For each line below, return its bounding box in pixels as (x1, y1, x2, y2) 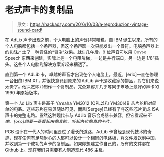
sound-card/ (17, 27, 42, 33)
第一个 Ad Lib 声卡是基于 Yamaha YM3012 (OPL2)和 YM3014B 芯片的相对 (5, 100, 152, 106)
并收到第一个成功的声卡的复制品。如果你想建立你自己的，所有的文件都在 (5, 140, 150, 146)
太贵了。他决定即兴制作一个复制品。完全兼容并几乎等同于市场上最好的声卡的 (5, 84, 159, 89)
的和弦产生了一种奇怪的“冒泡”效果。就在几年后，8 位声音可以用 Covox (5, 49, 146, 55)
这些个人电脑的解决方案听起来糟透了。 (13, 61, 91, 67)
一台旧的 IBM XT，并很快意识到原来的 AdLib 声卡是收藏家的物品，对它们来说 (5, 77, 159, 83)
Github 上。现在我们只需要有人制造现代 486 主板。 (5, 147, 107, 153)
